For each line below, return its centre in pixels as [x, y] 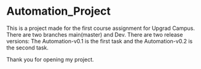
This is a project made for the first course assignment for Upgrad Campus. [101, 28]
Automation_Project [59, 11]
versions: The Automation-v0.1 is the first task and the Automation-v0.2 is [100, 41]
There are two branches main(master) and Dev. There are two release [95, 34]
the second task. [28, 48]
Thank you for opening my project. [50, 59]
